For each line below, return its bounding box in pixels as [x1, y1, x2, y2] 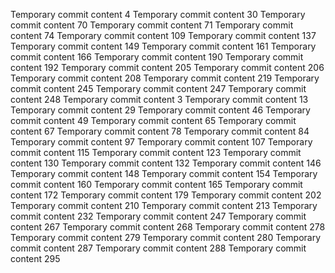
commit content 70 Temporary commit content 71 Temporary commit [10, 19, 294, 31]
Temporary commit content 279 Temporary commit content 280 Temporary [10, 232, 322, 243]
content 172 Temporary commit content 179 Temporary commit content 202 [10, 189, 322, 201]
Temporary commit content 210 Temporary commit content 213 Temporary [10, 200, 318, 211]
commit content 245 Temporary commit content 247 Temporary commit [10, 83, 307, 94]
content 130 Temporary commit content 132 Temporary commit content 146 [10, 157, 322, 169]
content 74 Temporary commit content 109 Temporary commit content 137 [10, 30, 317, 41]
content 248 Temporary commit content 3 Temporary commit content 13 [10, 94, 309, 105]
